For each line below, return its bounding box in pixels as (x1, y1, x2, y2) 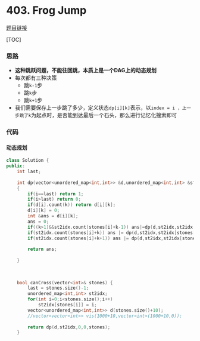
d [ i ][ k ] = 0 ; (27, 207, 60, 214)
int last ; (17, 168, 42, 175)
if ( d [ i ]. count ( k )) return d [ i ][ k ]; (27, 202, 116, 208)
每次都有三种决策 (14, 74, 57, 81)
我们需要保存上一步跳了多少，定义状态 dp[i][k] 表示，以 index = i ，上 (14, 104, 187, 111)
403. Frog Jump (6, 4, 87, 17)
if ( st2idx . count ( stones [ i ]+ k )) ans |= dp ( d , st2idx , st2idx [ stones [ (27, 229, 196, 236)
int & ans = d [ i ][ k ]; (27, 213, 79, 219)
